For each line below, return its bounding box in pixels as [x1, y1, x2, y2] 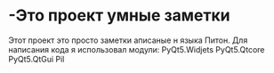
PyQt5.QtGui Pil [8, 53, 65, 64]
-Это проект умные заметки [8, 5, 230, 26]
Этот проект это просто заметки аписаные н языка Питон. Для [8, 35, 248, 45]
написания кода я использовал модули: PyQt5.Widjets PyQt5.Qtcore [8, 44, 265, 54]
